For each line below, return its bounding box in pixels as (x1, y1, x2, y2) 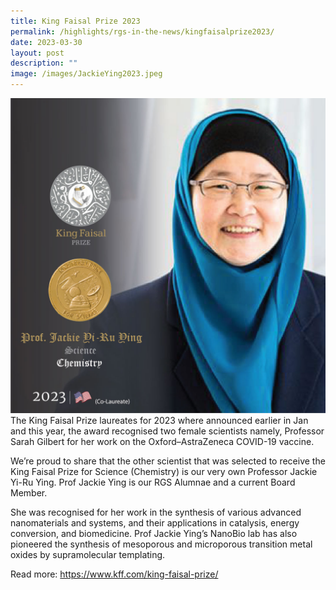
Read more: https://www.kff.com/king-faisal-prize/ (10, 568, 219, 580)
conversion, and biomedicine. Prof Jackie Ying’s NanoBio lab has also (10, 528, 298, 539)
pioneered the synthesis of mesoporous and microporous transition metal (10, 538, 313, 550)
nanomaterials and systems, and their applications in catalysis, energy (10, 517, 300, 529)
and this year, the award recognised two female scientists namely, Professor (10, 425, 325, 437)
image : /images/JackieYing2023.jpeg (10, 69, 163, 79)
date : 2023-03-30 (10, 37, 83, 47)
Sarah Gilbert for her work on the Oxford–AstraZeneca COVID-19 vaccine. (10, 436, 315, 447)
